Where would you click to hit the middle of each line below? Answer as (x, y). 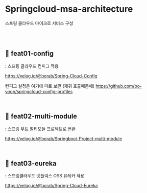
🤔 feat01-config (29, 54)
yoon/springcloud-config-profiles (39, 91)
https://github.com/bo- (119, 86)
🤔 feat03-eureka (31, 163)
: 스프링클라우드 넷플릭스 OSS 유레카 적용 (45, 176)
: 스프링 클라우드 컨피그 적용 (32, 66)
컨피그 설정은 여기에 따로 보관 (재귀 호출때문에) (50, 86)
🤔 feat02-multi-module (41, 116)
